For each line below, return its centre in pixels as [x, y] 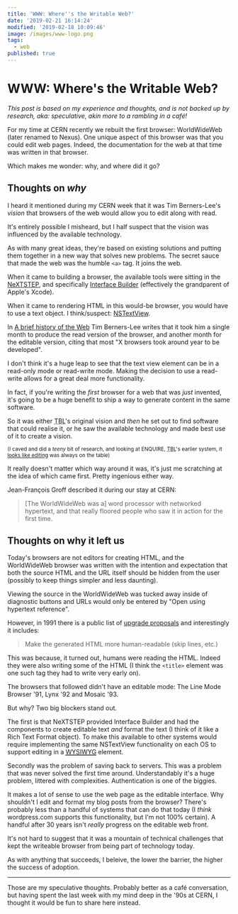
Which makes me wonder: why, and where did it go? [84, 166]
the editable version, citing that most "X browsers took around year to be [114, 342]
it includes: [23, 631]
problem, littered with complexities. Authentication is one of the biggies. [112, 781]
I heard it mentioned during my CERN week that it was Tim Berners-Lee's [114, 205]
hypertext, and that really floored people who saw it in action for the [124, 511]
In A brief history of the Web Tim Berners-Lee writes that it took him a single [119, 326]
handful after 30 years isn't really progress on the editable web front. [108, 825]
